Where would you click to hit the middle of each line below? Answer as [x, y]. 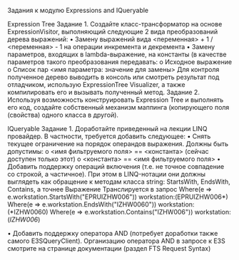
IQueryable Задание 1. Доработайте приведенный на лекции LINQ [107, 129]
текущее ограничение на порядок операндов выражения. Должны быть [118, 144]
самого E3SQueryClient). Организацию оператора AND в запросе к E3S [117, 241]
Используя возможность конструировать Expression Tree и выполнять [116, 100]
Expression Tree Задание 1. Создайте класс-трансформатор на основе [115, 24]
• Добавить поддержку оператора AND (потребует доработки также [113, 233]
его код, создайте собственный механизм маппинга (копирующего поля [118, 107]
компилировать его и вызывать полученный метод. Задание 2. [103, 92]
